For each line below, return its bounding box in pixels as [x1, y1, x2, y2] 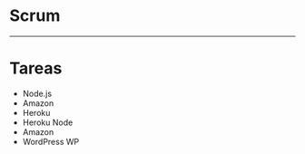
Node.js [22, 88, 53, 99]
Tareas [9, 58, 63, 79]
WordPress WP [22, 136, 80, 147]
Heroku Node [22, 117, 74, 128]
